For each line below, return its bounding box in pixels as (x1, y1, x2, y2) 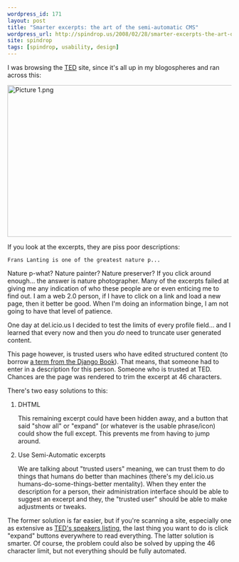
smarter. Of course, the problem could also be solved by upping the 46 (7, 539, 216, 547)
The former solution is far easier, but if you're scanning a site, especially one (7, 516, 232, 525)
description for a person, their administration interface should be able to (17, 487, 229, 496)
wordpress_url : (7, 30, 53, 38)
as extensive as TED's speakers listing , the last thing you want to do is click (7, 524, 229, 532)
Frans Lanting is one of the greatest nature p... (7, 256, 161, 264)
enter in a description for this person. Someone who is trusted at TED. (7, 365, 212, 373)
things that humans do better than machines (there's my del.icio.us (17, 472, 214, 481)
